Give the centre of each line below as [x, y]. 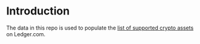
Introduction [38, 11]
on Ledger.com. [26, 34]
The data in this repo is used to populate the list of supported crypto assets [100, 28]
